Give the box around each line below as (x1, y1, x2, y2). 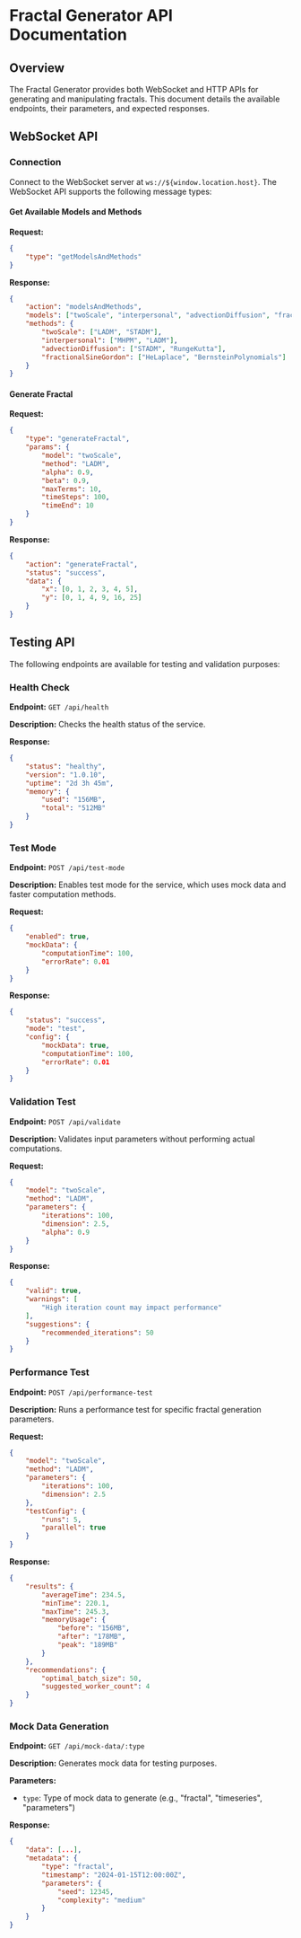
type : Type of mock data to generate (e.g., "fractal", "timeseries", (21, 1793, 262, 1803)
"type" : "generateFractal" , (25, 435, 130, 444)
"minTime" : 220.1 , (41, 1599, 110, 1608)
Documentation (9, 24, 128, 45)
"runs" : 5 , (41, 1515, 82, 1524)
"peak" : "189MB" (56, 1641, 118, 1650)
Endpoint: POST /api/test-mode (9, 862, 125, 873)
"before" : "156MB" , (56, 1624, 130, 1633)
